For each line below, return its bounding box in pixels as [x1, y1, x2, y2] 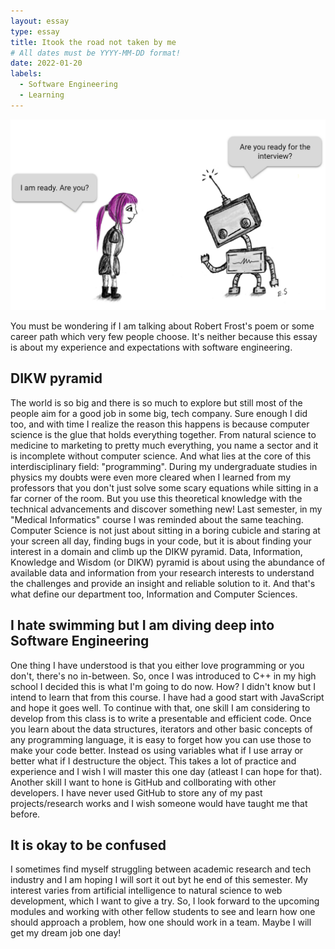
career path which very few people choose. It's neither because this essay [10, 330, 318, 342]
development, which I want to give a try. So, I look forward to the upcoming [10, 895, 320, 907]
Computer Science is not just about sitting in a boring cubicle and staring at [10, 524, 321, 536]
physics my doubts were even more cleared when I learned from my [10, 471, 292, 483]
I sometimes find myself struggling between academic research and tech [10, 863, 312, 875]
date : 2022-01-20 [10, 58, 83, 69]
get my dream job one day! [10, 927, 122, 939]
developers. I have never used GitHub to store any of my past [10, 786, 263, 799]
